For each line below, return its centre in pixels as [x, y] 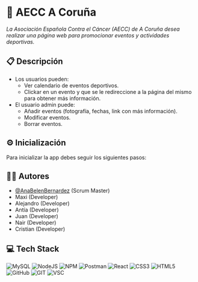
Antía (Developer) [37, 210]
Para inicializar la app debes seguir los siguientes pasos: [76, 157]
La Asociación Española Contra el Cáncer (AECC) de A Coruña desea [93, 29]
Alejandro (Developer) [42, 204]
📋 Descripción [35, 62]
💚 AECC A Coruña [51, 12]
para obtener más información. [62, 98]
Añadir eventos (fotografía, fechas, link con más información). [101, 111]
